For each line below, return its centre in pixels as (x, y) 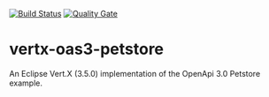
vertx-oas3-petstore (87, 49)
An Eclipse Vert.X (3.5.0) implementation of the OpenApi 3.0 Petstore (135, 73)
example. (26, 83)
